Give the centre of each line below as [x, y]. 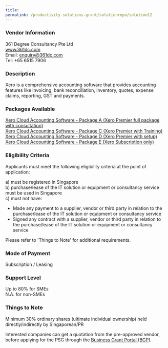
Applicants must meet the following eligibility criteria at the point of [76, 166]
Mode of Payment [28, 253]
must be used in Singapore [34, 192]
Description [20, 73]
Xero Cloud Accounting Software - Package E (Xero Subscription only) [80, 142]
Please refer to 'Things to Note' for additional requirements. [68, 240]
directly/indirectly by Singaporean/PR [45, 324]
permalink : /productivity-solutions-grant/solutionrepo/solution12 [79, 15]
